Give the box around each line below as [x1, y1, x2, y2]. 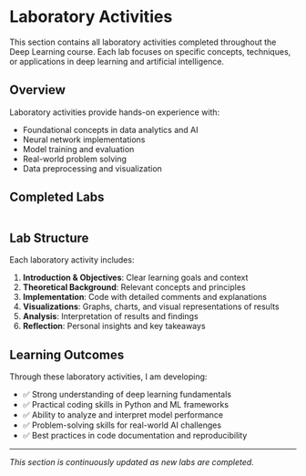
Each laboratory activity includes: [9, 254, 135, 265]
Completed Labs [9, 190, 105, 205]
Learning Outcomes [9, 347, 125, 362]
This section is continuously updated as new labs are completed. [9, 457, 255, 468]
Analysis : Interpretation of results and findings [22, 311, 199, 322]
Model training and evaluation [22, 143, 135, 154]
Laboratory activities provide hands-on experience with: [9, 107, 220, 118]
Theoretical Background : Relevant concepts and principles [22, 282, 246, 293]
